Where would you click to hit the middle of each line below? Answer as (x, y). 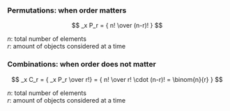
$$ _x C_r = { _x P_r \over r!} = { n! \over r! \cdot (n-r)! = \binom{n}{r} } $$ (117, 79)
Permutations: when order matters (67, 10)
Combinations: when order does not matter (82, 65)
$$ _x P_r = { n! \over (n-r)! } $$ (117, 26)
